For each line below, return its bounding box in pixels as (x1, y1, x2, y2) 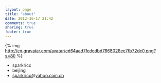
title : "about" (5, 12, 36, 16)
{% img (5, 43, 20, 48)
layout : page (5, 7, 32, 12)
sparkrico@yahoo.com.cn (12, 73, 64, 78)
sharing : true (5, 25, 34, 30)
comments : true (5, 20, 36, 26)
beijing (12, 68, 26, 73)
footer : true (5, 29, 32, 34)
